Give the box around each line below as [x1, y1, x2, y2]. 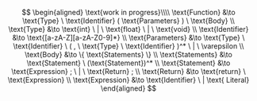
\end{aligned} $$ [100, 84, 157, 93]
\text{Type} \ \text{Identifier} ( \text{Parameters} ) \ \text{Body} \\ [21, 16, 236, 25]
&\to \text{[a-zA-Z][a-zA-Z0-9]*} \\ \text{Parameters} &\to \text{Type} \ [12, 33, 245, 42]
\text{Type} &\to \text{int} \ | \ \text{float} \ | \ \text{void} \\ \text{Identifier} [8, 25, 249, 33]
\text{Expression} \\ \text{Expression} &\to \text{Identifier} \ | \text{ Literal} [7, 76, 250, 84]
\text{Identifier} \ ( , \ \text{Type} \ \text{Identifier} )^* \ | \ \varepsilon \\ [13, 41, 244, 51]
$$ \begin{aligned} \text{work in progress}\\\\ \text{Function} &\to [21, 8, 236, 17]
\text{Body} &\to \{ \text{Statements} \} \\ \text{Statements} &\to [24, 50, 233, 59]
